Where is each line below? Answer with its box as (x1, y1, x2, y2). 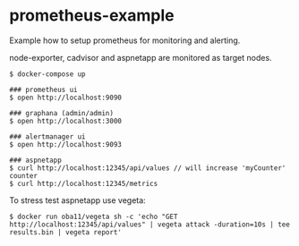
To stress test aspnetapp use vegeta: (9, 194, 146, 206)
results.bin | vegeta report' (9, 227, 123, 237)
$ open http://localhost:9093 (9, 140, 123, 148)
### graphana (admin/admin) (9, 108, 115, 117)
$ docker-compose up (9, 69, 87, 79)
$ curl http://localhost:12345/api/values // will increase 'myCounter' (9, 163, 286, 173)
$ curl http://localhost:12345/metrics (9, 179, 158, 188)
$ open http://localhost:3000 (9, 116, 123, 125)
